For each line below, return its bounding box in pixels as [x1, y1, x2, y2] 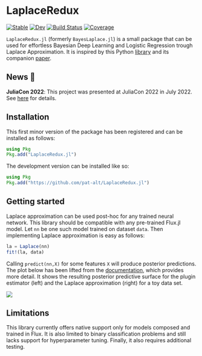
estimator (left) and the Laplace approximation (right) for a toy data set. [6, 279, 183, 287]
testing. [6, 343, 25, 351]
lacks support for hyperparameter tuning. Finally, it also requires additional [6, 337, 192, 344]
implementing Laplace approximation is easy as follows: [6, 232, 145, 239]
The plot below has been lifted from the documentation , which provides [6, 266, 184, 273]
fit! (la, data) [6, 249, 45, 255]
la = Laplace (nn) [6, 243, 50, 249]
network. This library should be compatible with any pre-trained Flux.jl [6, 218, 181, 226]
